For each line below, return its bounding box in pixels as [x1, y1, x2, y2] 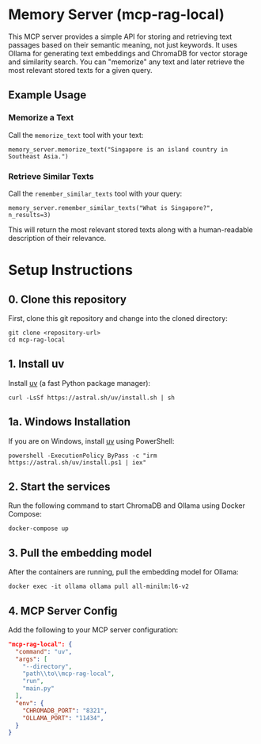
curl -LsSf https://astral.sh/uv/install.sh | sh [8, 394, 176, 402]
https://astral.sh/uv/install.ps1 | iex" [8, 458, 147, 467]
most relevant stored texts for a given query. [8, 65, 153, 74]
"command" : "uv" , [15, 647, 73, 655]
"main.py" [22, 685, 55, 692]
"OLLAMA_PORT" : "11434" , [22, 714, 104, 722]
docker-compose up [8, 525, 69, 532]
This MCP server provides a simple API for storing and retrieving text [8, 32, 233, 41]
